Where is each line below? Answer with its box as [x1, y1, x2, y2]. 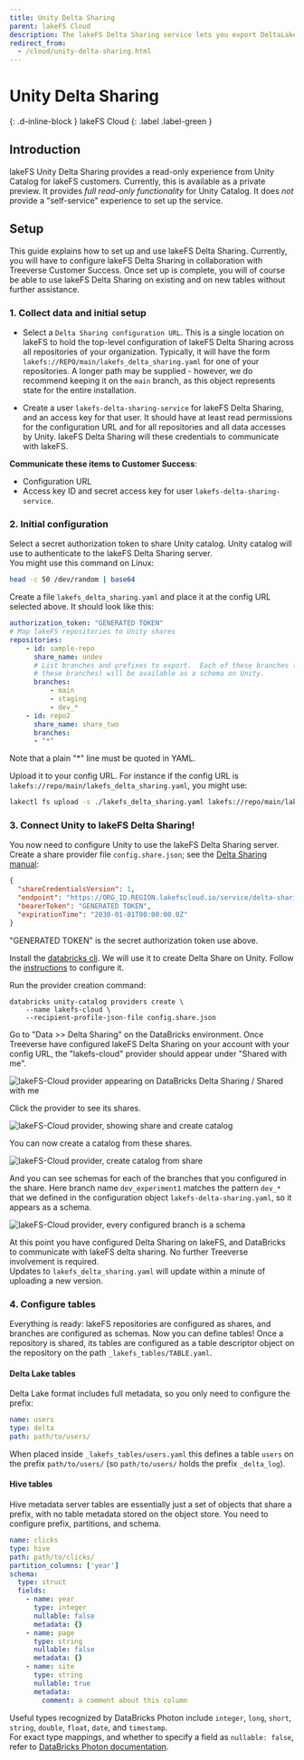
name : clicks [9, 1536, 59, 1545]
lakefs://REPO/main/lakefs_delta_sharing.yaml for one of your [22, 355, 260, 367]
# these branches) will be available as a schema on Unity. [33, 669, 265, 678]
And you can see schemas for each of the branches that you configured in [9, 1172, 287, 1183]
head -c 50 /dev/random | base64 [9, 575, 136, 584]
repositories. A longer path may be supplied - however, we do [22, 365, 253, 376]
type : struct [17, 1578, 67, 1587]
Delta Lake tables [9, 1368, 76, 1379]
